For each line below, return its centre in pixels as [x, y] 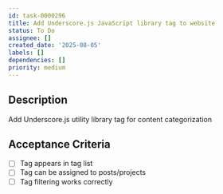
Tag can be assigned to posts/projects [83, 172]
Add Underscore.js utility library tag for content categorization [110, 119]
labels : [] [26, 53]
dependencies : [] [37, 61]
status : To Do [32, 30]
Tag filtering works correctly [66, 181]
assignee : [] [30, 38]
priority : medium [37, 68]
